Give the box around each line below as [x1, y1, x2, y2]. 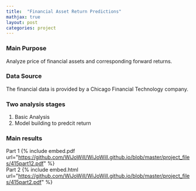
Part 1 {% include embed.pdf [6, 148, 75, 155]
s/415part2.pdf [6, 179, 42, 186]
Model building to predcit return [14, 120, 92, 127]
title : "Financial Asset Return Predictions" [6, 8, 122, 15]
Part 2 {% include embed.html [6, 166, 79, 173]
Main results [6, 134, 43, 142]
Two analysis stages [6, 100, 66, 108]
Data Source [6, 72, 42, 80]
